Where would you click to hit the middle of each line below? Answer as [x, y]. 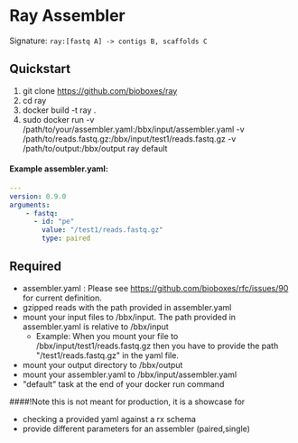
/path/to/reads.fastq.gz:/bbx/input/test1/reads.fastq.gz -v [129, 138]
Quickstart [40, 69]
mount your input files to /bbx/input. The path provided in [129, 317]
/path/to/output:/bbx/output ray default [95, 148]
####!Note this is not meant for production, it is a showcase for [127, 401]
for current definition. [62, 298]
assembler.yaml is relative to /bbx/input [95, 327]
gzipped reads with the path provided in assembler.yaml [127, 307]
